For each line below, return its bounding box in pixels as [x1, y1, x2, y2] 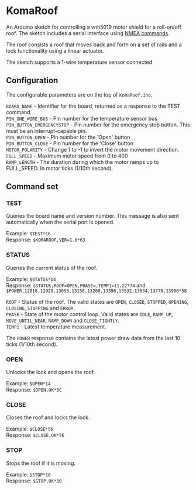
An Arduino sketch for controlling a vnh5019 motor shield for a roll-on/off [6, 23, 182, 30]
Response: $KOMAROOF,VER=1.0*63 [6, 236, 86, 244]
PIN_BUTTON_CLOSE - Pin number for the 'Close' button [6, 139, 133, 147]
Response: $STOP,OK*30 [6, 477, 62, 484]
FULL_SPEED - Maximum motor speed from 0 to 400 [6, 152, 128, 159]
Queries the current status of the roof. [6, 264, 98, 271]
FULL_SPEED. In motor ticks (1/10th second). [6, 165, 114, 172]
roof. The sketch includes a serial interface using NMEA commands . [6, 29, 170, 36]
